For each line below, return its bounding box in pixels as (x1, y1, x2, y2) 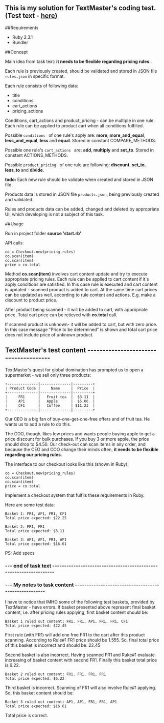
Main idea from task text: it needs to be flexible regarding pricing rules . (5, 59, 152, 64)
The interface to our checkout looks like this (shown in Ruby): (5, 461, 129, 467)
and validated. (5, 196, 34, 202)
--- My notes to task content (5, 581, 74, 588)
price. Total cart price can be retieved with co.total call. (5, 312, 117, 318)
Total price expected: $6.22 (5, 676, 65, 681)
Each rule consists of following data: (5, 83, 78, 89)
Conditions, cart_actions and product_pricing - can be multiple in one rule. (5, 118, 155, 123)
